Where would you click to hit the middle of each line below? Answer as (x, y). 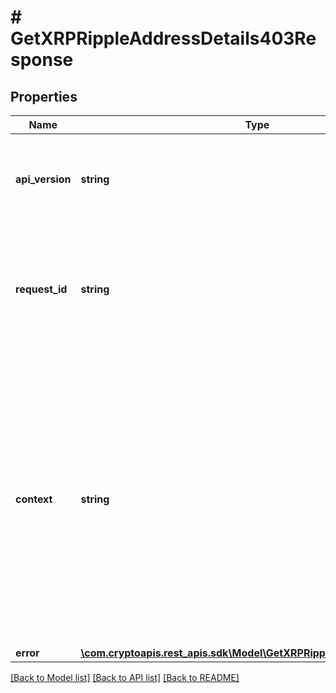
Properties (44, 96)
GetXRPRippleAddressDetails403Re (163, 38)
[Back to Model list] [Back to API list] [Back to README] (125, 677)
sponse (42, 60)
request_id (41, 289)
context (34, 499)
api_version (43, 179)
